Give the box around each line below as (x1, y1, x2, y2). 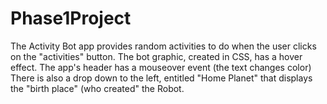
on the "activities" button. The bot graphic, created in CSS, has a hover (10, 50, 303, 62)
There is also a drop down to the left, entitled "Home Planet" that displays (10, 72, 313, 84)
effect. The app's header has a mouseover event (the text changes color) (10, 61, 312, 73)
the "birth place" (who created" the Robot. (10, 82, 185, 94)
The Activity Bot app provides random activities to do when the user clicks (10, 40, 317, 52)
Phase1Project (10, 7, 132, 30)
